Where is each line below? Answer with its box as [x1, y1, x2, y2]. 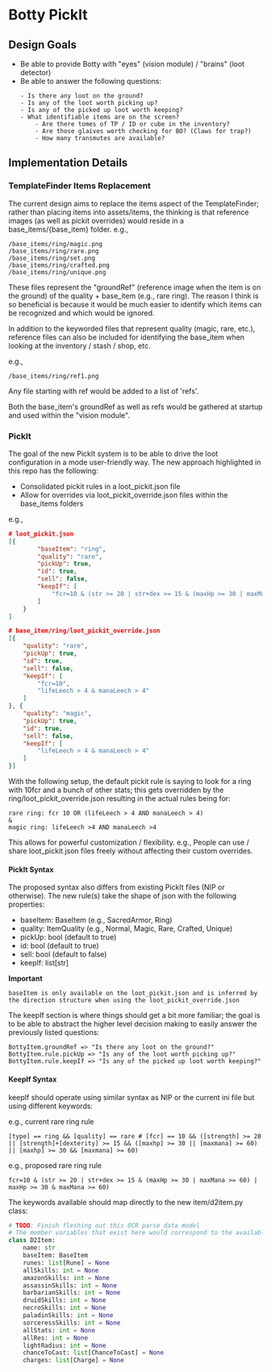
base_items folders [19, 498, 84, 508]
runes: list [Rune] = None [23, 1258, 110, 1267]
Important [8, 974, 43, 983]
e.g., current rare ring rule [8, 1116, 94, 1126]
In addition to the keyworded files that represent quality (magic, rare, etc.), [8, 323, 256, 333]
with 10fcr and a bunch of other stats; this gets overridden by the [8, 785, 224, 795]
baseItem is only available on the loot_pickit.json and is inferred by [8, 990, 258, 998]
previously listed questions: [8, 1028, 99, 1037]
